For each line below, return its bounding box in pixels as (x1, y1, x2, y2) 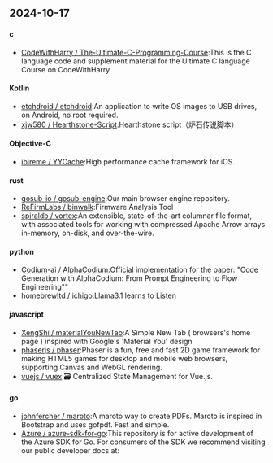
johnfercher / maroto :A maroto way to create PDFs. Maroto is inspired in (20, 411, 262, 421)
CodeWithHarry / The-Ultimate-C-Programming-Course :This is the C (20, 47, 252, 57)
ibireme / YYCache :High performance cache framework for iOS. (20, 157, 235, 166)
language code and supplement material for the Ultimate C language (20, 56, 250, 66)
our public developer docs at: (20, 445, 120, 455)
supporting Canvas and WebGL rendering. (20, 362, 163, 372)
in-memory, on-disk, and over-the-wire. (20, 228, 155, 238)
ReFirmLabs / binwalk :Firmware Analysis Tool (20, 203, 174, 212)
